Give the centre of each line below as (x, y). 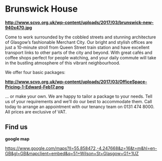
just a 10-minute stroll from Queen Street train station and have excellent (77, 47)
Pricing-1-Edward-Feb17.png (34, 87)
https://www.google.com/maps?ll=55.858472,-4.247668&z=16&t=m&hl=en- (81, 148)
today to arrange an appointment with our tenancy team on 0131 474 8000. (80, 107)
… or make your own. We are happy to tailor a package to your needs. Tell (79, 96)
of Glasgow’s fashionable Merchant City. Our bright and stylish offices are (79, 42)
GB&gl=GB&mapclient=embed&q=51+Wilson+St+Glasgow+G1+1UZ (72, 153)
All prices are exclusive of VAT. (36, 112)
